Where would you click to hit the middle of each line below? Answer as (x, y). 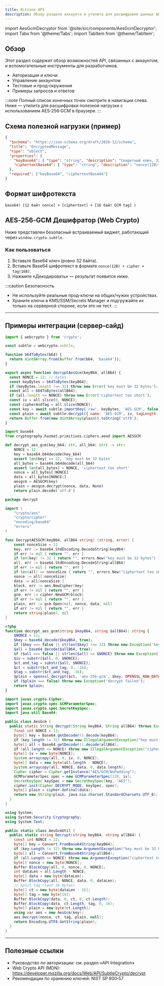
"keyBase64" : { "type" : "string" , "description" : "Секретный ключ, (84, 160)
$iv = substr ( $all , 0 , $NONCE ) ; (47, 658)
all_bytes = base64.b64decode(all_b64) (54, 463)
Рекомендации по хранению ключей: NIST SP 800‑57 (68, 978)
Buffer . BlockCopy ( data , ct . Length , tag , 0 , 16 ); (64, 904)
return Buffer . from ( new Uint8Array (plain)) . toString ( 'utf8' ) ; (74, 418)
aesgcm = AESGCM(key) (36, 482)
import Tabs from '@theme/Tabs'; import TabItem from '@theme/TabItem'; (80, 33)
